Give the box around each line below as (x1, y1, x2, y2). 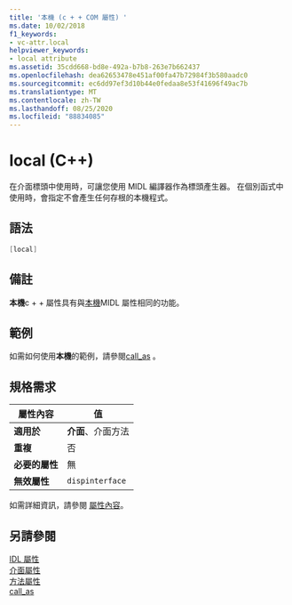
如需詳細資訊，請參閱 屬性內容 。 (9, 500, 129, 511)
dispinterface (67, 476, 127, 486)
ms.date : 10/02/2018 (9, 21, 86, 30)
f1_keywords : (9, 29, 58, 38)
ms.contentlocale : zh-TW (9, 95, 101, 105)
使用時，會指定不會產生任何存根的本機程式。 (9, 192, 173, 203)
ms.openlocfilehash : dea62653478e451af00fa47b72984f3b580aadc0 (9, 71, 249, 80)
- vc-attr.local (9, 37, 69, 47)
